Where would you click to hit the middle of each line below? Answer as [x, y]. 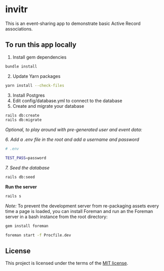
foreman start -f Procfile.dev [38, 235]
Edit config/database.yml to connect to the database [67, 101]
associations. [19, 28]
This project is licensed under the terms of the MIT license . [67, 263]
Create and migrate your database [48, 106]
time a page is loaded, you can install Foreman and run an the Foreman [79, 211]
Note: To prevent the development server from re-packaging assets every [82, 206]
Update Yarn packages [36, 76]
